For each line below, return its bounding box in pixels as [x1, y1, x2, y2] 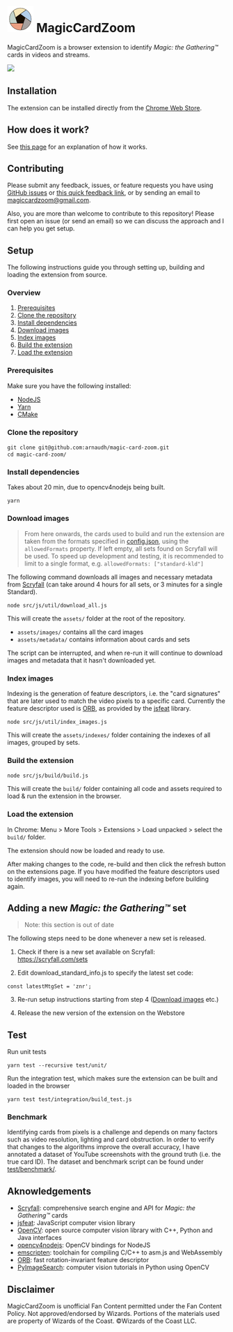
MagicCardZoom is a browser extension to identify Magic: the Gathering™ [7, 43, 218, 51]
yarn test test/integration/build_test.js [7, 1096, 132, 1103]
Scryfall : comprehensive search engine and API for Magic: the [17, 1204, 196, 1213]
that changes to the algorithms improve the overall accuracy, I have [7, 1143, 200, 1151]
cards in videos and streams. [7, 50, 90, 59]
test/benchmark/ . [7, 1165, 57, 1174]
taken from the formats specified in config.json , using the [24, 537, 189, 545]
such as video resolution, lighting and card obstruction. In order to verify [7, 1135, 215, 1144]
